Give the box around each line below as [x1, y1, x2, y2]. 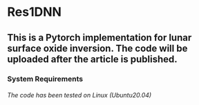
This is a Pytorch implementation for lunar [7, 32, 192, 44]
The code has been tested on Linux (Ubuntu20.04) [7, 91, 152, 99]
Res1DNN [7, 4, 62, 20]
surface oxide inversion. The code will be [7, 42, 188, 54]
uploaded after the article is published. [7, 53, 178, 65]
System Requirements [7, 74, 84, 84]
